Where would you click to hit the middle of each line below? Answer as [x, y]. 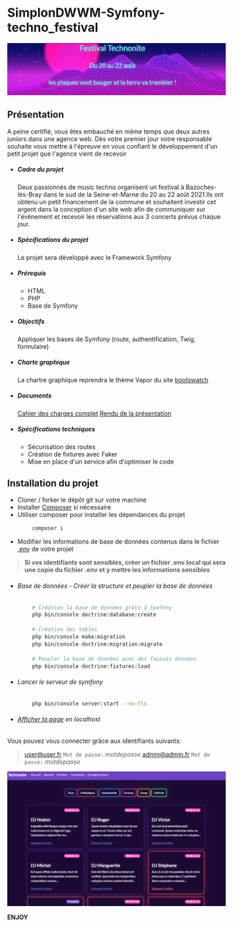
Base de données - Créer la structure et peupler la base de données [115, 586]
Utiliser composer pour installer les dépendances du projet [101, 515]
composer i [48, 528]
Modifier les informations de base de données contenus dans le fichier [118, 542]
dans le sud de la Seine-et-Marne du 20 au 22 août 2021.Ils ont [133, 194]
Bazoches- [201, 187]
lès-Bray [29, 194]
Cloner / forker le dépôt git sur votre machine [82, 500]
